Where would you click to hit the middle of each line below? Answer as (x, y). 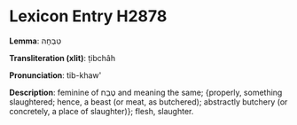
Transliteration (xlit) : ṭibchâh (63, 58)
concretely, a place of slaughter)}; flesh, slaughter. (102, 111)
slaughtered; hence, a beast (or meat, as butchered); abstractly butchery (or (148, 102)
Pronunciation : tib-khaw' (55, 75)
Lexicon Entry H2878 (88, 16)
